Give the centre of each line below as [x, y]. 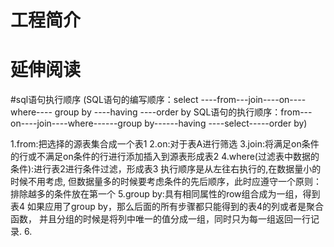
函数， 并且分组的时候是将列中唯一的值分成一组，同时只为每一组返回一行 [160, 219]
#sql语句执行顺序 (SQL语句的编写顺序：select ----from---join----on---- [158, 100]
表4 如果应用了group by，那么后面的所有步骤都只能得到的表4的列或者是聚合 [167, 207]
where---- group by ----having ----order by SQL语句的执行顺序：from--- [161, 112]
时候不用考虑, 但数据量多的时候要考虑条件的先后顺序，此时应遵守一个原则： [166, 182]
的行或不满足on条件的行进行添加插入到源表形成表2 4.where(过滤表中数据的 [165, 157]
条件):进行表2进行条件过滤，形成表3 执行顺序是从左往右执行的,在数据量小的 [166, 169]
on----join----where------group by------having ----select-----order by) [159, 123]
